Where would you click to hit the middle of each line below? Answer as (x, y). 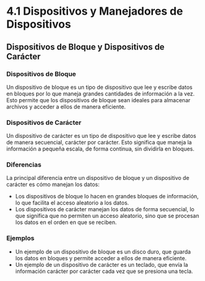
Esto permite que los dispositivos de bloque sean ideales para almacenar (99, 100)
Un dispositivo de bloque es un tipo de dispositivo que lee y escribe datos (99, 87)
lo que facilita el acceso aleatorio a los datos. (72, 203)
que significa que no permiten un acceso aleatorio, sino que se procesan (107, 216)
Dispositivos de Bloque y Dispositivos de (86, 47)
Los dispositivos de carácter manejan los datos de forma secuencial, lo (105, 209)
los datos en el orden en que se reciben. (66, 222)
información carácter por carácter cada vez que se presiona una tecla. (104, 271)
